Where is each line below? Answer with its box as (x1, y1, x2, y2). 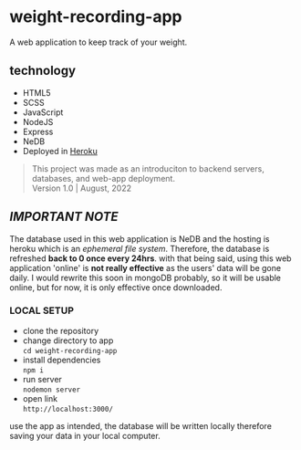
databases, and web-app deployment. (31, 173, 176, 183)
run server (22, 373, 62, 384)
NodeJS (22, 116, 54, 127)
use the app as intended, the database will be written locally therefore (9, 420, 272, 431)
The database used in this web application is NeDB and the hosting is (9, 233, 271, 244)
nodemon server (22, 385, 81, 394)
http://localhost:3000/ (22, 404, 114, 413)
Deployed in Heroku (22, 145, 98, 156)
